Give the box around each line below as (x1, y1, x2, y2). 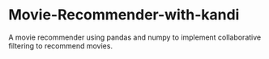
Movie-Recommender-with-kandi (8, 6, 240, 24)
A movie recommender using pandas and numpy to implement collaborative (8, 32, 262, 42)
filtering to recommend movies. (8, 40, 113, 50)
